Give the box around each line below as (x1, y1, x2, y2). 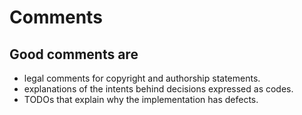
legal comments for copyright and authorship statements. (23, 72, 261, 84)
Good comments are (9, 46, 139, 63)
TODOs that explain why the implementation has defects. (23, 94, 259, 105)
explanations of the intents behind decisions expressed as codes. (23, 83, 294, 95)
